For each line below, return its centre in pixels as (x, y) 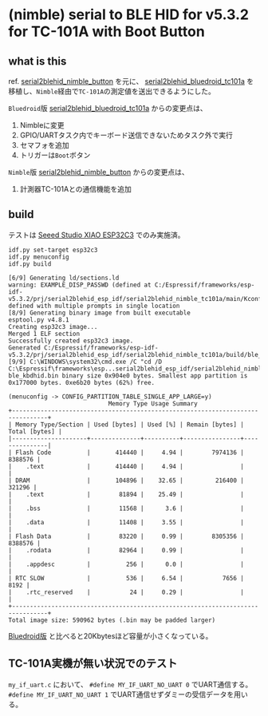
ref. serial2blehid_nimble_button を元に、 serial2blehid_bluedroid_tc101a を (131, 81)
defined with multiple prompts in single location (94, 306)
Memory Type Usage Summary (153, 403)
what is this (37, 61)
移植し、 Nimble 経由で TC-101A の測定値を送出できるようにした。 (112, 91)
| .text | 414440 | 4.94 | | (126, 466)
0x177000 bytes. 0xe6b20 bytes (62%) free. (82, 382)
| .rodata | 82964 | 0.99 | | (126, 550)
